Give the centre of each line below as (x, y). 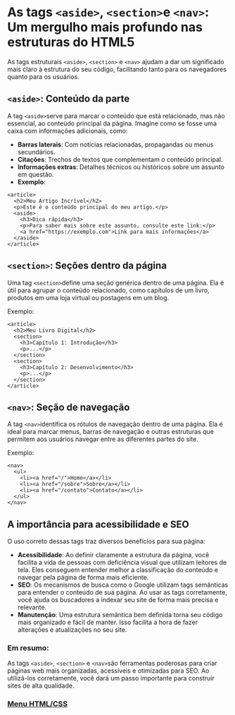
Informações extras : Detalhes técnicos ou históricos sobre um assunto (121, 167)
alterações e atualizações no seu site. (72, 630)
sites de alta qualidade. (41, 686)
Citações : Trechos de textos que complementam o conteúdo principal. (120, 159)
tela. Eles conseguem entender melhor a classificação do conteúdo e (118, 570)
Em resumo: (28, 648)
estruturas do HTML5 (71, 42)
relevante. (32, 607)
